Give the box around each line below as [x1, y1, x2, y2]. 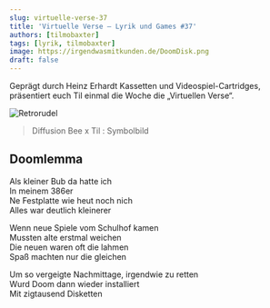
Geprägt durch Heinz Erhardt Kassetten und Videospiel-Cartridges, [9, 81, 261, 91]
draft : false [9, 55, 59, 65]
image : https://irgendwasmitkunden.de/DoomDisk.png [9, 47, 209, 56]
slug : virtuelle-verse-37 [9, 13, 107, 23]
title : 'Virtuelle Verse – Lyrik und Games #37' [9, 22, 197, 31]
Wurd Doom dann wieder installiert [9, 278, 140, 289]
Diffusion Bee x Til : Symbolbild [31, 125, 149, 136]
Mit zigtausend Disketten [9, 288, 103, 299]
